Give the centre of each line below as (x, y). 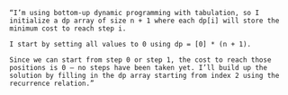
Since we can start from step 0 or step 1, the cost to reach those (140, 60)
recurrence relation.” (52, 83)
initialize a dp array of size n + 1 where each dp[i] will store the (144, 21)
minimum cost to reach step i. (68, 29)
